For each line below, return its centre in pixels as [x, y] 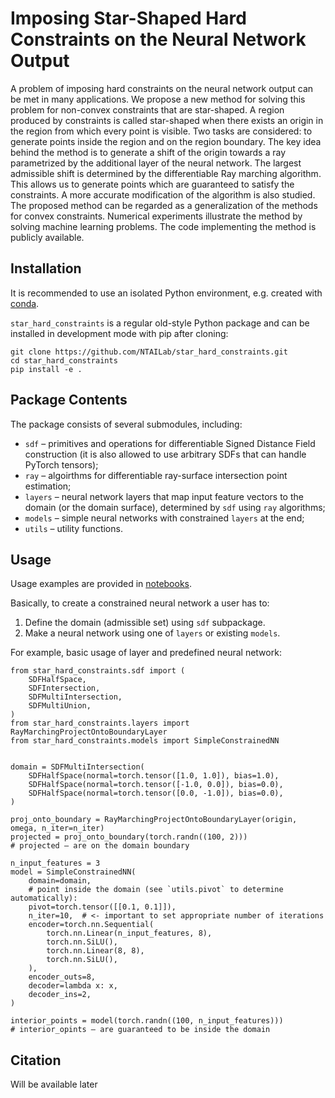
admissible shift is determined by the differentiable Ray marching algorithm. [166, 173]
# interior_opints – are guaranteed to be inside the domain [140, 1030]
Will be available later [54, 1084]
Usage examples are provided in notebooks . [101, 584]
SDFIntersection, [64, 688]
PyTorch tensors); [61, 464]
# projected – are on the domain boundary [100, 846]
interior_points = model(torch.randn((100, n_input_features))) [147, 1021]
